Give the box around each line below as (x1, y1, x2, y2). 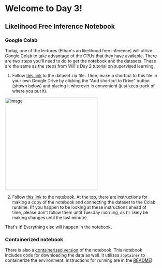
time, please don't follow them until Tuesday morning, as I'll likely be (12, 209, 148, 215)
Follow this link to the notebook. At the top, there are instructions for (12, 194, 148, 200)
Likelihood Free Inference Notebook (5, 22, 115, 31)
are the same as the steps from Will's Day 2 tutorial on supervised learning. (5, 63, 155, 69)
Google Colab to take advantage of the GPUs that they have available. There (5, 53, 157, 59)
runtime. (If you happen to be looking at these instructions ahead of (12, 204, 147, 210)
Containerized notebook (5, 236, 64, 243)
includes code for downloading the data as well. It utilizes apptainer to (5, 252, 145, 258)
